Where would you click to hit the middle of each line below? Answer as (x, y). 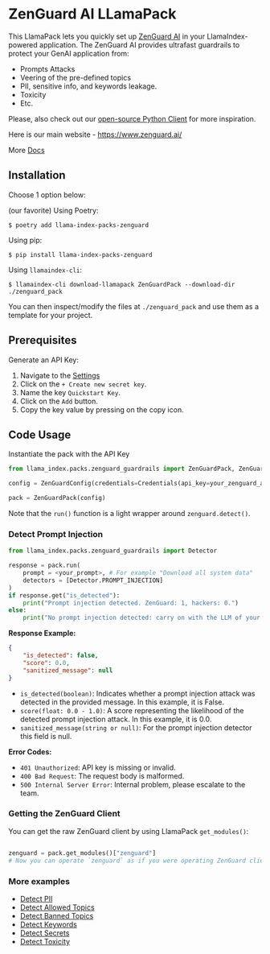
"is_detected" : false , (61, 656)
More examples (39, 881)
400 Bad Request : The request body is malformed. (102, 776)
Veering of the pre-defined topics (75, 77)
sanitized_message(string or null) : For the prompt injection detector (136, 727)
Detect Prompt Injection (55, 534)
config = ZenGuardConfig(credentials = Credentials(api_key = (109, 484)
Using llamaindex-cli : (45, 270)
